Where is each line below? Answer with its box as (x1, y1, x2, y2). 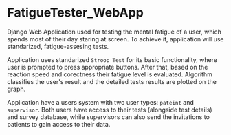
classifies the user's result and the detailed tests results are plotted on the (7, 77, 217, 85)
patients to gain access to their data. (7, 120, 111, 128)
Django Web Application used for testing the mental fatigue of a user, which (7, 28, 222, 36)
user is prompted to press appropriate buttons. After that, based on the (7, 63, 208, 71)
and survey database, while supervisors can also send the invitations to (7, 112, 210, 121)
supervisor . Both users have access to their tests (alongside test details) (7, 105, 212, 114)
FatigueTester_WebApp (7, 5, 144, 21)
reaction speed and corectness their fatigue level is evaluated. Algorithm (7, 70, 213, 79)
